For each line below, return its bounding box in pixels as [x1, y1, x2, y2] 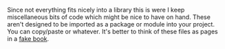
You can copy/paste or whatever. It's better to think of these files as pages [7, 27, 218, 35]
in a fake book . [7, 35, 50, 43]
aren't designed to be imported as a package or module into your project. [7, 20, 215, 28]
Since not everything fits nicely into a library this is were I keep [7, 6, 185, 14]
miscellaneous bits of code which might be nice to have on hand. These [7, 13, 211, 21]
